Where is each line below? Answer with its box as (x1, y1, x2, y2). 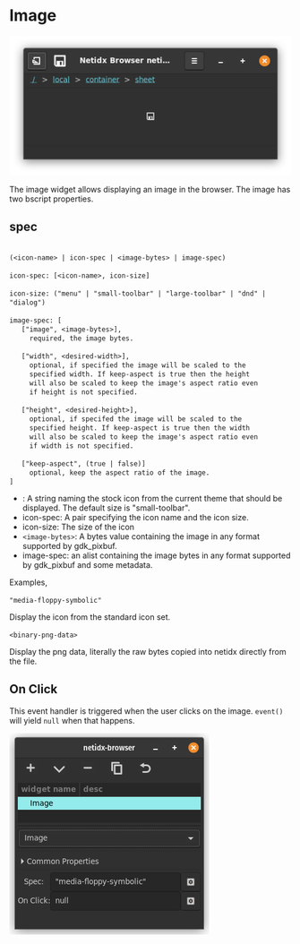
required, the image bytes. (29, 333, 134, 343)
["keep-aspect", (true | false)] (21, 459, 146, 468)
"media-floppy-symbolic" (9, 596, 102, 605)
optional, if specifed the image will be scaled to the (29, 414, 243, 424)
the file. (9, 656, 38, 666)
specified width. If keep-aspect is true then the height (29, 369, 251, 379)
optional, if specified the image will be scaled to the (29, 360, 246, 370)
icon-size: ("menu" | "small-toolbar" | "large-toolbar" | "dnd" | (9, 288, 267, 298)
